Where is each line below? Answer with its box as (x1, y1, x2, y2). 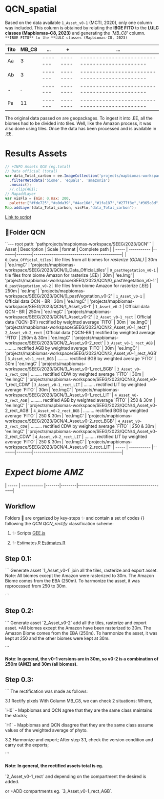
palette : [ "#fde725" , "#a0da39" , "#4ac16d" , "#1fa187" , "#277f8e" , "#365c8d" (9, 200, 159, 205)
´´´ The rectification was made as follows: (5, 688, 88, 694)
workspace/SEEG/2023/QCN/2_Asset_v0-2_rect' (5, 340, 103, 346)
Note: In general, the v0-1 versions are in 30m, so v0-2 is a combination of (5, 656, 159, 662)
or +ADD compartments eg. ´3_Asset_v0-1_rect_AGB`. (5, 788, 113, 794)
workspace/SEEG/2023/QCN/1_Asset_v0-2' (5, 314, 93, 320)
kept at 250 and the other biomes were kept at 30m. (5, 635, 110, 641)
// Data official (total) (5, 169, 58, 173)
